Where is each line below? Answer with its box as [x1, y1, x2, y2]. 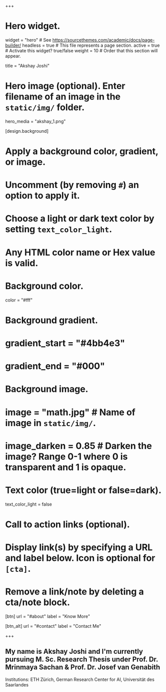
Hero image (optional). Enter [5, 80, 125, 92]
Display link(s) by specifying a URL [5, 542, 153, 553]
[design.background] [5, 128, 49, 134]
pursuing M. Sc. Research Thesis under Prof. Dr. [5, 655, 158, 664]
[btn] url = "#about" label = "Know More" [5, 613, 90, 619]
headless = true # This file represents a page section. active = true [22, 42, 160, 48]
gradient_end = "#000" [5, 360, 105, 372]
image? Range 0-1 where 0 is [5, 451, 128, 462]
